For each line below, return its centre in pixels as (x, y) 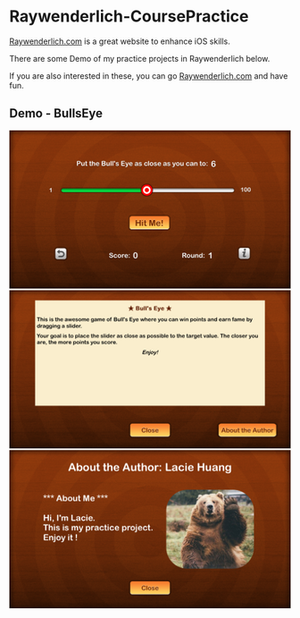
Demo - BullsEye (56, 114)
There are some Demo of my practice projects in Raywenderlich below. (140, 58)
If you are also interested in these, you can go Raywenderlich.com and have (149, 76)
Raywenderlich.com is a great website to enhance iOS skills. (120, 41)
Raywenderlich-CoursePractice (129, 17)
